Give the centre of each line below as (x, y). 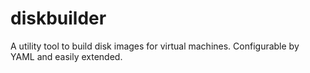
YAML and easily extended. (66, 56)
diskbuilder (58, 18)
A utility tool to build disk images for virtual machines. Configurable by (155, 46)
